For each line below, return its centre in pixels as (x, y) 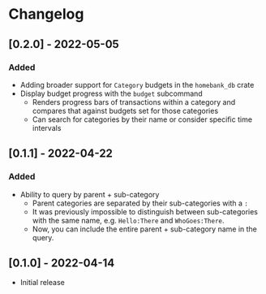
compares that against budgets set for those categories (125, 110)
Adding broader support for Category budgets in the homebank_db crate (137, 84)
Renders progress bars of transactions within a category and (134, 102)
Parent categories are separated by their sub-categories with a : (140, 203)
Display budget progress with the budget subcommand (111, 93)
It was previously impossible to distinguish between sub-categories (145, 211)
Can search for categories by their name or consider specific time (142, 119)
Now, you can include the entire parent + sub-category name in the (145, 229)
